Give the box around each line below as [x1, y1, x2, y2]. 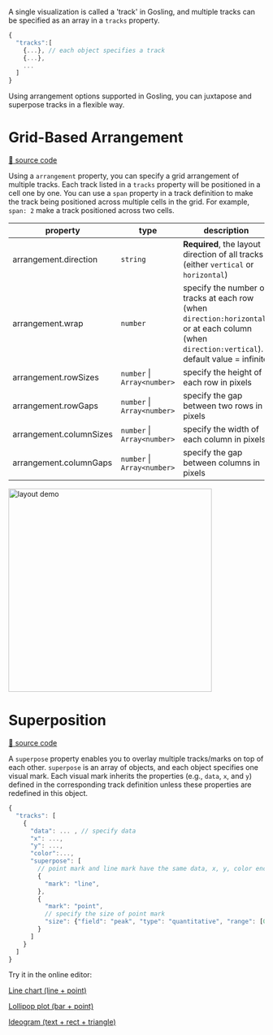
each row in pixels [182, 377, 252, 389]
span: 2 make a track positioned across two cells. [8, 206, 175, 215]
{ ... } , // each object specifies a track [23, 46, 165, 54]
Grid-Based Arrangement [8, 128, 184, 147]
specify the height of [182, 367, 262, 378]
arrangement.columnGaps [12, 457, 112, 468]
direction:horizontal [182, 315, 266, 324]
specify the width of [182, 424, 260, 435]
